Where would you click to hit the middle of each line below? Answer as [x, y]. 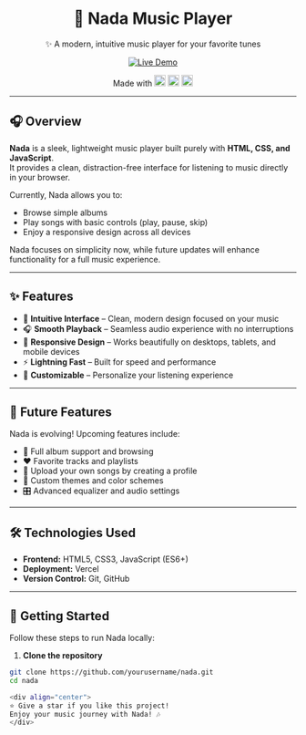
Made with [133, 83]
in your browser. [40, 177]
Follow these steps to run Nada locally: [82, 638]
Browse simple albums [65, 212]
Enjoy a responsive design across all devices [107, 232]
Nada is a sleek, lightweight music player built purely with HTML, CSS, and [150, 148]
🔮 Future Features [61, 412]
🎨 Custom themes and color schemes [93, 481]
